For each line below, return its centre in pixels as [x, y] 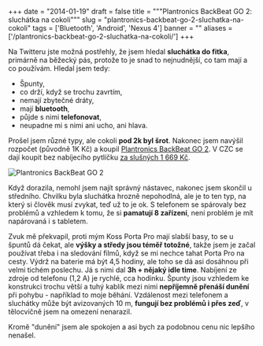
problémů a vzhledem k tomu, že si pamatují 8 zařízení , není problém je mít [131, 213]
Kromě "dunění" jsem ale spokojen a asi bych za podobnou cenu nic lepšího [131, 327]
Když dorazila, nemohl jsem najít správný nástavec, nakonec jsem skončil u [130, 188]
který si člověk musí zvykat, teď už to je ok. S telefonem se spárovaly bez [127, 204]
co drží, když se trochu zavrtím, [71, 92]
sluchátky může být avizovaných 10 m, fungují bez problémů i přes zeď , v [129, 303]
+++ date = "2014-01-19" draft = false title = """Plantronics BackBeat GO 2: [130, 11]
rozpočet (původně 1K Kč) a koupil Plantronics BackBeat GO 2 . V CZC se [126, 149]
